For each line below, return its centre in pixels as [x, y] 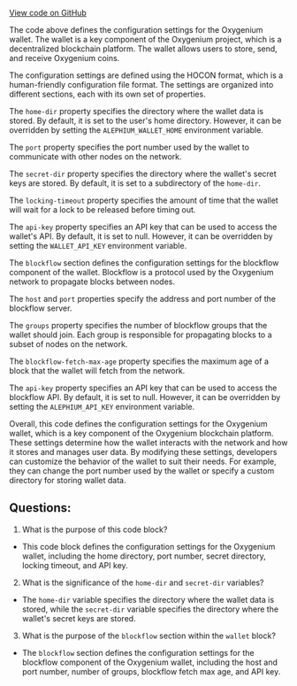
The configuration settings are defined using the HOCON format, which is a [146, 75]
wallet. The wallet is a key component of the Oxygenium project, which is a [145, 39]
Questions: [40, 508]
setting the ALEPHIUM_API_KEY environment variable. [102, 407]
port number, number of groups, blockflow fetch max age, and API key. [151, 671]
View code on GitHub [48, 13]
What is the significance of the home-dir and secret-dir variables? [143, 582]
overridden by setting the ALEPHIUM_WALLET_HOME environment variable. [136, 130]
